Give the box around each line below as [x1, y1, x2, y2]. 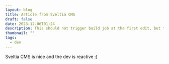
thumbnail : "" [5, 30, 35, 35]
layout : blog [5, 7, 33, 12]
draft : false [5, 16, 33, 21]
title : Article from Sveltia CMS [5, 12, 75, 17]
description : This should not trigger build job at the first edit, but [5, 26, 161, 31]
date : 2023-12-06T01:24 [5, 21, 55, 26]
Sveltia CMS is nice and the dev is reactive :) [5, 53, 98, 59]
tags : [5, 35, 17, 40]
